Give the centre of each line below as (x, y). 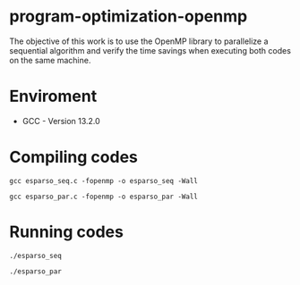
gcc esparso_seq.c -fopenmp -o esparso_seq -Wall (104, 180)
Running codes (66, 232)
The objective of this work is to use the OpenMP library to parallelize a (139, 41)
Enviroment (53, 96)
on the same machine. (50, 60)
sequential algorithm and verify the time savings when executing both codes (150, 50)
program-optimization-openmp (129, 17)
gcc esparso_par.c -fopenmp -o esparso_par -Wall (104, 197)
